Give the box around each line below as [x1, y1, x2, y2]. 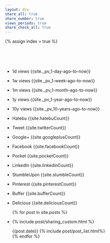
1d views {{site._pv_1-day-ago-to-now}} [12, 68, 91, 74]
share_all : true [5, 12, 38, 16]
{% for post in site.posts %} [12, 210, 68, 215]
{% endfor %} [12, 233, 40, 239]
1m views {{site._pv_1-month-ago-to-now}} [12, 87, 98, 93]
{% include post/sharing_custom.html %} [12, 219, 94, 225]
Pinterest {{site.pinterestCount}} [12, 181, 77, 187]
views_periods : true [5, 20, 47, 26]
